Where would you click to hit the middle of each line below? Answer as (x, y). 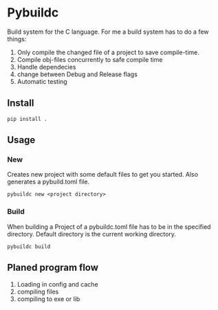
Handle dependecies (46, 67)
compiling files (38, 291)
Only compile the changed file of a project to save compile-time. (108, 52)
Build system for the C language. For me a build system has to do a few (108, 32)
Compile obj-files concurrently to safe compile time (90, 59)
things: (17, 38)
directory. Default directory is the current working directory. (92, 234)
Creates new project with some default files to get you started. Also (102, 175)
